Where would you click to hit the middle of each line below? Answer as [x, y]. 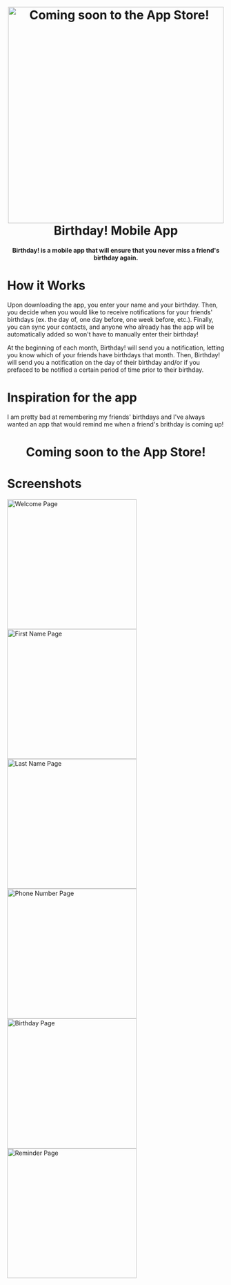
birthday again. [116, 258]
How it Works [47, 285]
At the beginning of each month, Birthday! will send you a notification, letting [116, 348]
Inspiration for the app [72, 397]
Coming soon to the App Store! [116, 452]
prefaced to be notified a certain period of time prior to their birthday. [106, 370]
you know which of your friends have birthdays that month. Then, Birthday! [114, 354]
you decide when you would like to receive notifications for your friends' [110, 312]
